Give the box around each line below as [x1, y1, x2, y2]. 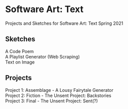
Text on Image [5, 59, 35, 65]
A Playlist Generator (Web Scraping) [5, 53, 80, 60]
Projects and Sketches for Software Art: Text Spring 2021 [5, 20, 123, 26]
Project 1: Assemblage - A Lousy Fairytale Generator [5, 87, 114, 93]
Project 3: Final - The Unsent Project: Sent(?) [5, 97, 98, 104]
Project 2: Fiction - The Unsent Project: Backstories [5, 92, 111, 98]
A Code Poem [5, 48, 34, 54]
